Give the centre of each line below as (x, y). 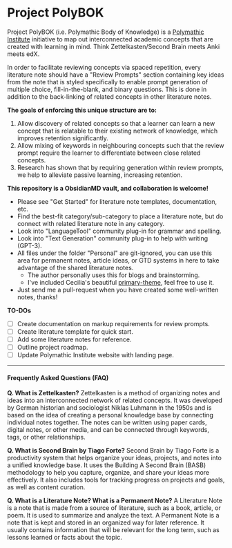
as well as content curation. (46, 487)
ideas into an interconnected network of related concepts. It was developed (115, 400)
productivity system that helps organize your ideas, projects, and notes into (115, 458)
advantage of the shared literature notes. (75, 267)
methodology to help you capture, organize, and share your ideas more (108, 473)
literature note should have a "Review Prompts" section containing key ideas (116, 75)
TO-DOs (19, 310)
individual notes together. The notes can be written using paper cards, (107, 422)
